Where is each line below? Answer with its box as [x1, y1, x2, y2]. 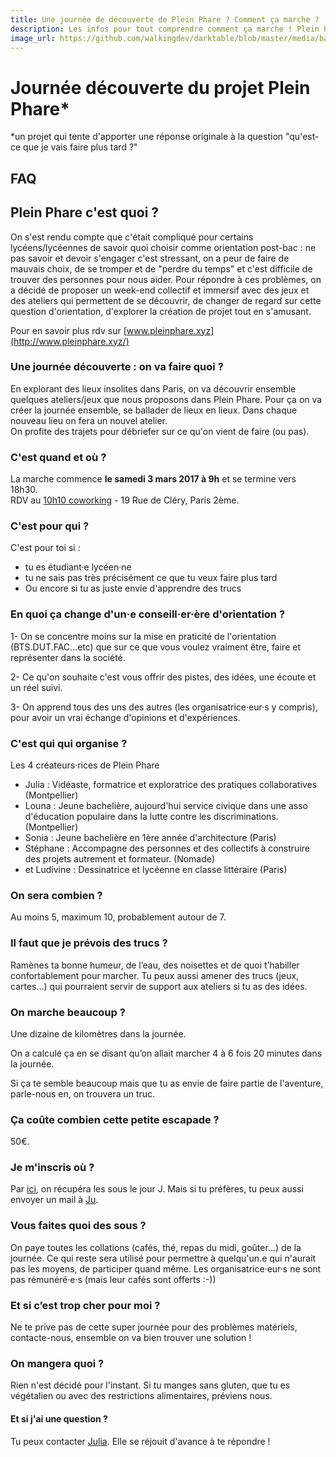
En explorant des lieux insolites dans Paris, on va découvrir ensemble [10, 382, 297, 395]
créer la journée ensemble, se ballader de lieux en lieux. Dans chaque [10, 404, 298, 416]
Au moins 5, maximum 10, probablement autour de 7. [10, 911, 227, 923]
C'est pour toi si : [10, 542, 81, 554]
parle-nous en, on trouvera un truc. [10, 1087, 156, 1100]
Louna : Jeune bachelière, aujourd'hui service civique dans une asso [24, 800, 308, 811]
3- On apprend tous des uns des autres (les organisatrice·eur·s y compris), [10, 701, 318, 713]
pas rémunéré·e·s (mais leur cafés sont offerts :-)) [10, 1273, 217, 1285]
